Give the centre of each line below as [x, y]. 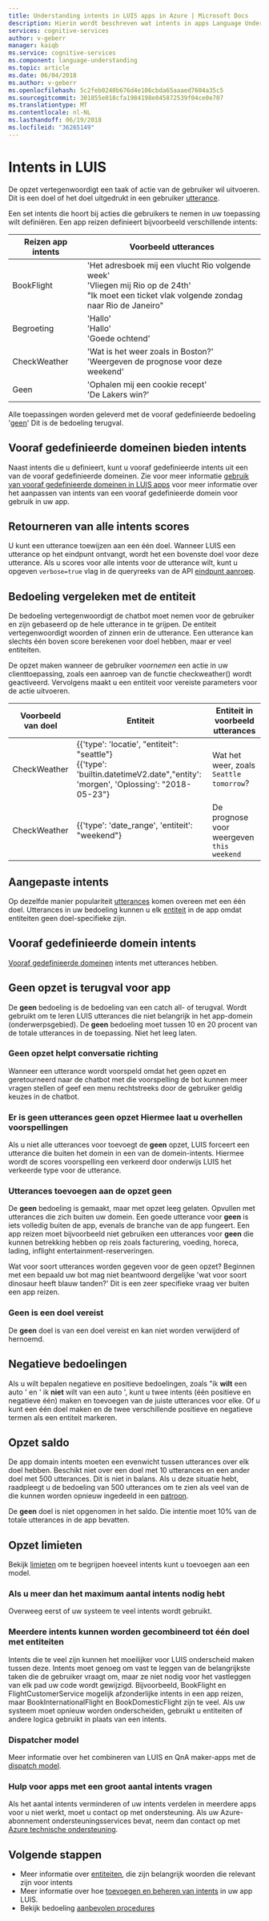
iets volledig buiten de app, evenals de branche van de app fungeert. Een [129, 1225]
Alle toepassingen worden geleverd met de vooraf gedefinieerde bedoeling [132, 414]
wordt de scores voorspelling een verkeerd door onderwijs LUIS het [120, 1162]
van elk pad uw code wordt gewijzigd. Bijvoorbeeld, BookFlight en [117, 1685]
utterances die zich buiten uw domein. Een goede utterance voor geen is [128, 1217]
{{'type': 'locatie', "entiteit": [127, 745]
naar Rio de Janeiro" [125, 305]
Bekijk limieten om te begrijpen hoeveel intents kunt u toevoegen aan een [129, 1564]
